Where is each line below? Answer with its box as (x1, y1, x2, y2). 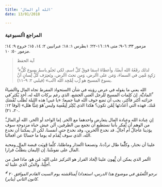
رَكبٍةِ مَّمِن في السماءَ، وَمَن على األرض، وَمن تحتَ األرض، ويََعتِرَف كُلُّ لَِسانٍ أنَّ (16, 72, 156, 78)
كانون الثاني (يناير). (5, 176, 39, 182)
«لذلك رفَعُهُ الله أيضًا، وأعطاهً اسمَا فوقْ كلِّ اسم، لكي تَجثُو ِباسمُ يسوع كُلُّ (18, 67, 149, 73)
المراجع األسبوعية (5, 32, 42, 39)
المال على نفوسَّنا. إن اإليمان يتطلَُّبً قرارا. (5, 147, 80, 153)
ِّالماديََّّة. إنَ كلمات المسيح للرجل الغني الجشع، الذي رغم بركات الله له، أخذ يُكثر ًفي (5, 92, 152, 98)
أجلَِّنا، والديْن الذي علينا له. (5, 161, 51, 167)
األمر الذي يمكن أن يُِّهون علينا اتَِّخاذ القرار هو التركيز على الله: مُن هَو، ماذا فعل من (5, 156, 151, 162)
